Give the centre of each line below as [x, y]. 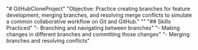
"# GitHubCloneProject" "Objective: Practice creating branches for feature [98, 9]
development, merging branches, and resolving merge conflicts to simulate [99, 15]
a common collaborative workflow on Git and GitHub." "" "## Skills [89, 21]
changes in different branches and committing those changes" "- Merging [98, 34]
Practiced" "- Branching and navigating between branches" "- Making [93, 28]
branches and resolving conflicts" [48, 41]
